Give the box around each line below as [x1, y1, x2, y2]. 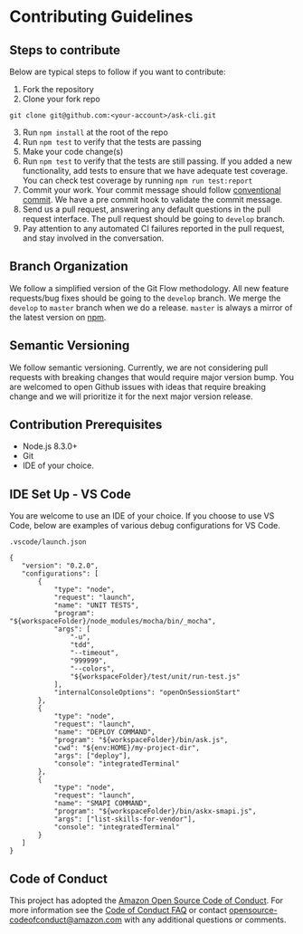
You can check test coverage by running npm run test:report [22, 175, 253, 186]
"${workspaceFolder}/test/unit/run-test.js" [70, 672, 241, 681]
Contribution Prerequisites [9, 417, 163, 433]
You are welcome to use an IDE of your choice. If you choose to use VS [9, 510, 275, 521]
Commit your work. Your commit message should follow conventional [22, 185, 282, 195]
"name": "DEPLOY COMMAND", [53, 728, 156, 737]
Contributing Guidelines [9, 6, 194, 27]
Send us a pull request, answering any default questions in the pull [22, 204, 271, 214]
